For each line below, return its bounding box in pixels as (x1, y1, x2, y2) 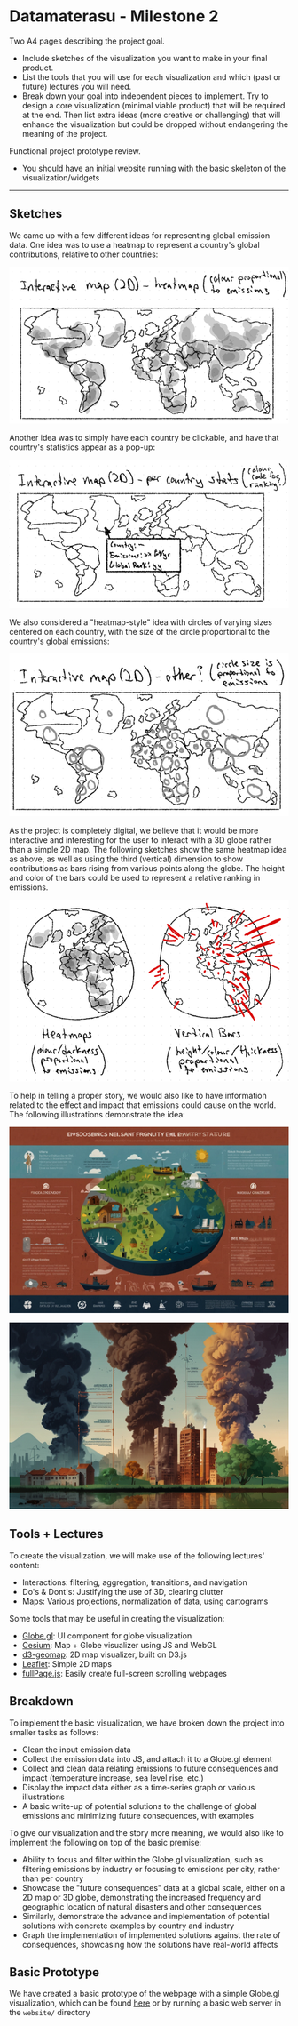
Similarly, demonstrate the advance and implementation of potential (21, 1910, 270, 1921)
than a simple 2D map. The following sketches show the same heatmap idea (9, 844, 287, 854)
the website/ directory (9, 2007, 90, 2018)
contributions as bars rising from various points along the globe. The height (9, 862, 286, 873)
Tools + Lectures (9, 1526, 104, 1542)
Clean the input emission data (21, 1744, 131, 1755)
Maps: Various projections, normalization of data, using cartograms (21, 1596, 269, 1606)
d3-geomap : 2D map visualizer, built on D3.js (21, 1649, 188, 1660)
